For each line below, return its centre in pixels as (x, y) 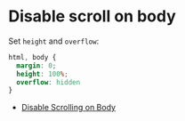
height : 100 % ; (42, 74)
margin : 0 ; (36, 65)
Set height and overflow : (54, 41)
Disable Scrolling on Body (68, 108)
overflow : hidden (48, 82)
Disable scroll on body (92, 16)
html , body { (32, 57)
